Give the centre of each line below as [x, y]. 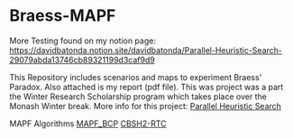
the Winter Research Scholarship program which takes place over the [138, 97]
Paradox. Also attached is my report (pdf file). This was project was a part [146, 87]
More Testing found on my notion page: [82, 41]
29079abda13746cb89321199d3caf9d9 [82, 60]
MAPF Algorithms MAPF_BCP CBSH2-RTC [88, 124]
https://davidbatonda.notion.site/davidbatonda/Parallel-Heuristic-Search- [146, 50]
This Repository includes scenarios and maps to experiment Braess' [136, 77]
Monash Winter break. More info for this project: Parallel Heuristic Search [146, 106]
